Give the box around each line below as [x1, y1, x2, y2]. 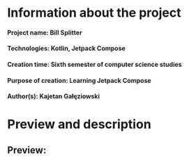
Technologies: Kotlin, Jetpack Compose [7, 44, 126, 53]
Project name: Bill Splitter [7, 28, 82, 36]
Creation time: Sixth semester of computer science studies [7, 60, 183, 68]
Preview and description [7, 116, 151, 132]
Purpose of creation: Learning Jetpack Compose [7, 76, 151, 84]
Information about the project [7, 5, 181, 21]
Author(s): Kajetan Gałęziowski [7, 92, 100, 100]
